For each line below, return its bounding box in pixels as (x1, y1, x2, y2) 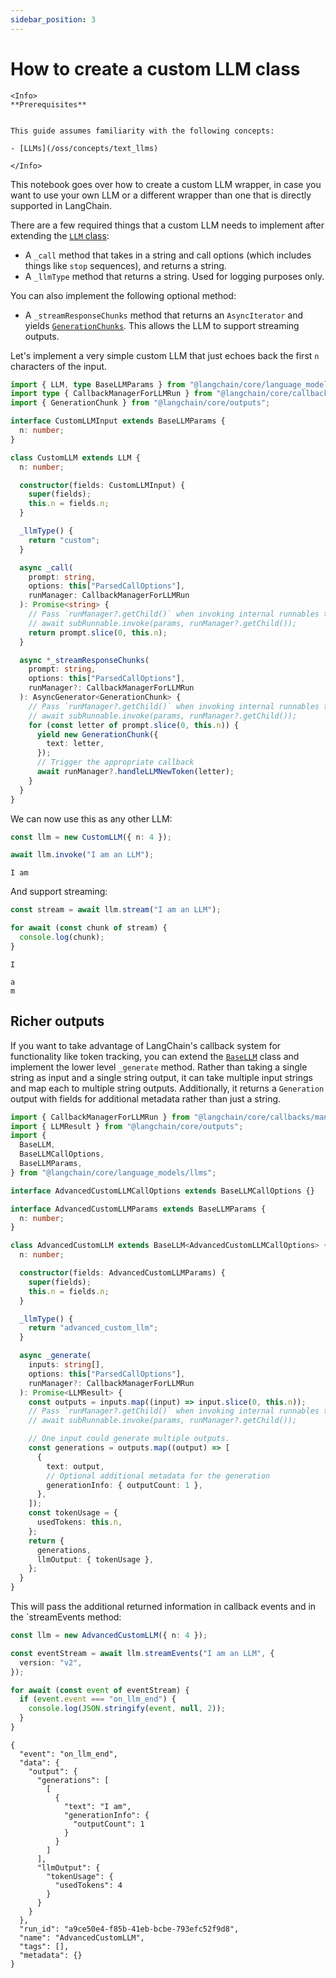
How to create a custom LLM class (10, 57, 301, 80)
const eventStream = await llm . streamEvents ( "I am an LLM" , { (10, 1648, 275, 1658)
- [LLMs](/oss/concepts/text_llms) (10, 143, 159, 153)
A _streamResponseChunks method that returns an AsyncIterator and (24, 309, 304, 321)
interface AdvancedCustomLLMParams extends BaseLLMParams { (10, 1204, 267, 1214)
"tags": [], (19, 1941, 70, 1951)
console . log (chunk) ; (19, 932, 105, 943)
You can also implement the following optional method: (10, 289, 237, 301)
